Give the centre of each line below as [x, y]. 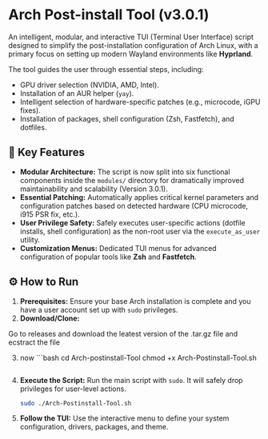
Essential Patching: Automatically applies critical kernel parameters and [139, 197]
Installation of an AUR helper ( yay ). [77, 93]
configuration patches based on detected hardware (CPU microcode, [134, 206]
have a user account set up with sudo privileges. [99, 309]
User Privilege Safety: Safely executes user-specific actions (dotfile [132, 222]
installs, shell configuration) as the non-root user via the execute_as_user [140, 231]
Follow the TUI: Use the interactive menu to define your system [124, 418]
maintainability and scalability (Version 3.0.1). [94, 189]
